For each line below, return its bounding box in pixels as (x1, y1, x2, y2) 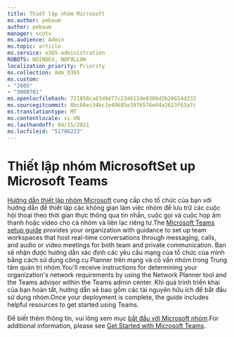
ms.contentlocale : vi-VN (7, 114, 80, 121)
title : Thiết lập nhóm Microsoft (7, 10, 105, 18)
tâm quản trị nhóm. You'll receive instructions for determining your (7, 263, 198, 272)
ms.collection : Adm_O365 (7, 69, 80, 76)
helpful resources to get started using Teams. (7, 300, 139, 309)
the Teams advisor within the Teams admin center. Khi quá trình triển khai (7, 278, 220, 286)
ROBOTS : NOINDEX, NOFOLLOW (7, 56, 86, 63)
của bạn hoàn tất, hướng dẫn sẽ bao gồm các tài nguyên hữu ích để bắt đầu (7, 286, 227, 294)
